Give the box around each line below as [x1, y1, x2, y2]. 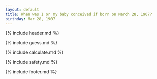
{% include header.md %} [5, 30, 59, 36]
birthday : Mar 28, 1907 [5, 16, 56, 21]
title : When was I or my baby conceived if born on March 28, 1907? [5, 12, 152, 17]
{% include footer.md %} [5, 69, 57, 75]
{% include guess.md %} [5, 40, 57, 46]
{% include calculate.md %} [5, 49, 64, 55]
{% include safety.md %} [5, 59, 58, 65]
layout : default [5, 7, 39, 12]
